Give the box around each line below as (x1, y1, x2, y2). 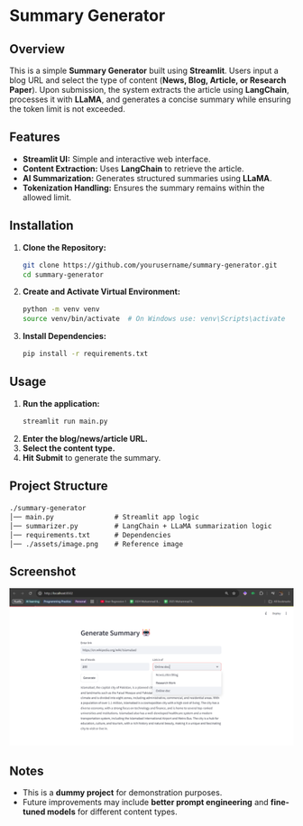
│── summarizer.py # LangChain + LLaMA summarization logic (9, 521, 272, 530)
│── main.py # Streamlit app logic (9, 512, 200, 521)
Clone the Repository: (22, 242, 106, 252)
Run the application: (22, 398, 101, 408)
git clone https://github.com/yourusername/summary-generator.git (22, 261, 278, 270)
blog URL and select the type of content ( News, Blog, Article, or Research (9, 75, 287, 86)
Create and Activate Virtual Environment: (22, 286, 180, 298)
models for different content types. (46, 806, 178, 817)
